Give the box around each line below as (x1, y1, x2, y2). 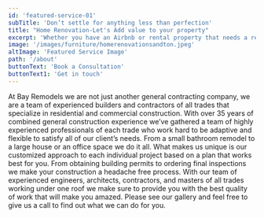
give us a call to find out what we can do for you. (8, 200, 167, 209)
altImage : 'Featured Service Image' (8, 48, 128, 56)
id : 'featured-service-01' (8, 11, 97, 20)
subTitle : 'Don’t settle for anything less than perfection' (8, 19, 213, 27)
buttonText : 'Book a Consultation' (8, 63, 125, 71)
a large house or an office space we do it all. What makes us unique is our (8, 142, 247, 151)
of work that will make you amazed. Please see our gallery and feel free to (8, 192, 248, 201)
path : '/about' (8, 56, 58, 64)
